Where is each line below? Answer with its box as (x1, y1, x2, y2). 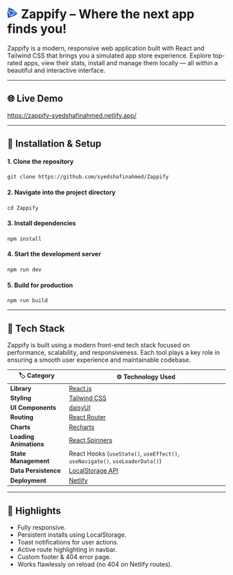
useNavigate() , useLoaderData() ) (69, 457, 162, 465)
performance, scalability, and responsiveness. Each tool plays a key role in (7, 348, 221, 356)
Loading (10, 432, 35, 440)
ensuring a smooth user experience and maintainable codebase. (7, 356, 191, 364)
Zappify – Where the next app (20, 6, 195, 22)
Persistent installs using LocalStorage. (17, 531, 127, 539)
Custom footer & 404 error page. (17, 553, 112, 561)
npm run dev (7, 266, 42, 273)
